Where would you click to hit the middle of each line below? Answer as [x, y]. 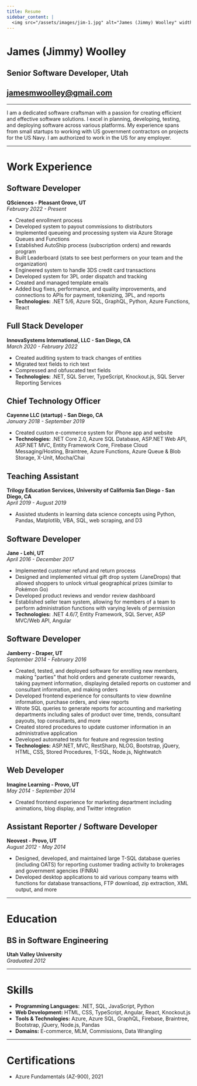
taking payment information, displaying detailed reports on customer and [103, 683]
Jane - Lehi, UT [25, 553]
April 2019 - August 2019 [37, 503]
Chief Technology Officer [54, 401]
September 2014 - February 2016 [47, 659]
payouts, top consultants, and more [58, 720]
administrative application [46, 733]
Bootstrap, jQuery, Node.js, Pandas [57, 1025]
